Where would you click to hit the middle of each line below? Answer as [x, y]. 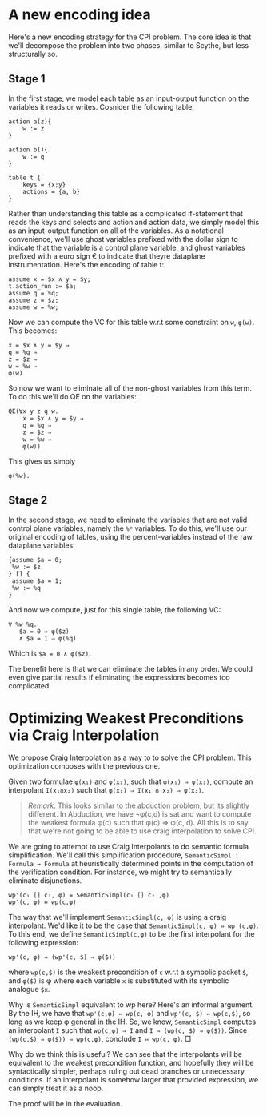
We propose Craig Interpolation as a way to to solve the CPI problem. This [130, 757]
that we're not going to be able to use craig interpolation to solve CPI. [142, 831]
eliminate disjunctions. [45, 880]
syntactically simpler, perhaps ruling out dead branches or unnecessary [127, 1071]
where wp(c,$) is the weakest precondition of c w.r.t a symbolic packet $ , [128, 972]
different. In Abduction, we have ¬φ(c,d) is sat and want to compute [139, 813]
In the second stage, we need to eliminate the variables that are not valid [128, 520]
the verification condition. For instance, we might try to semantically [120, 872]
